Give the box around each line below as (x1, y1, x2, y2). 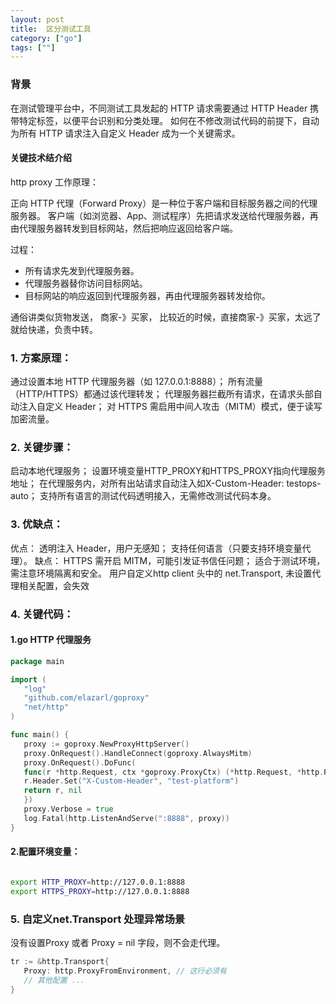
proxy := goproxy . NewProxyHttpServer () (23, 739, 190, 749)
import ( (10, 674, 47, 685)
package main (10, 656, 65, 666)
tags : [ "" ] (10, 42, 56, 53)
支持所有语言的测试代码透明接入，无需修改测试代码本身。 (39, 490, 277, 502)
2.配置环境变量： (10, 846, 81, 858)
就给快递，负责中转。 (10, 323, 98, 335)
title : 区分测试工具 (10, 24, 92, 34)
